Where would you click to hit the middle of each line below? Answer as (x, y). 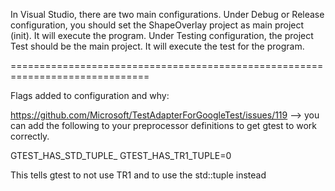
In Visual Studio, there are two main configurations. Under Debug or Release (167, 14)
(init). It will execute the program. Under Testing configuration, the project (162, 35)
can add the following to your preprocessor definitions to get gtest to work (164, 125)
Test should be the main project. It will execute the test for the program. (157, 46)
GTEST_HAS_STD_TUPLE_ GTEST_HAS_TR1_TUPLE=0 (121, 155)
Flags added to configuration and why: (90, 95)
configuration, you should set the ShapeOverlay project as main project (157, 25)
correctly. (30, 136)
